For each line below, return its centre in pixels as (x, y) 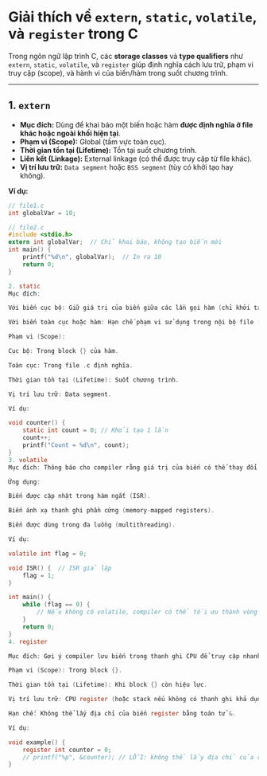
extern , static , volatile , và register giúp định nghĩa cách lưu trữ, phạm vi (131, 65)
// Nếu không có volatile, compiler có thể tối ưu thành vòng (147, 612)
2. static (25, 286)
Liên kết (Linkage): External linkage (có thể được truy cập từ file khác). (136, 159)
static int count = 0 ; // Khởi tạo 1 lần (96, 430)
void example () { (37, 742)
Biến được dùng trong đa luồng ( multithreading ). (92, 525)
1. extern (29, 106)
